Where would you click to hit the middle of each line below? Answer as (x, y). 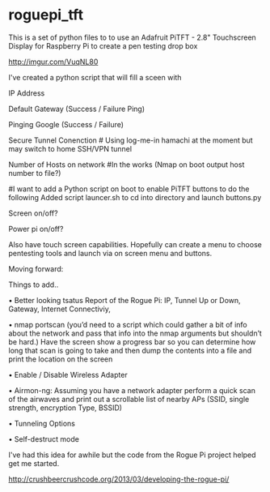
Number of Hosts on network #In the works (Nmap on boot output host (127, 165)
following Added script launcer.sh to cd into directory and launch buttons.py (135, 197)
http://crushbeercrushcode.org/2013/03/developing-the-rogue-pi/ (119, 479)
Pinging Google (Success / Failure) (66, 124)
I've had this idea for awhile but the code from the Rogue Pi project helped (132, 455)
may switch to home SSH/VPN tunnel (70, 148)
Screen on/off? (33, 213)
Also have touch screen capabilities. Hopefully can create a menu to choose (135, 244)
